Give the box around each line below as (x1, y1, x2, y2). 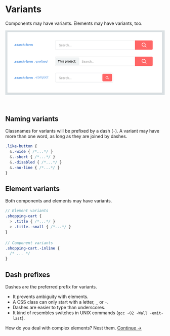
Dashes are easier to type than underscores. (12, 304, 106, 310)
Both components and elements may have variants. (5, 198, 112, 204)
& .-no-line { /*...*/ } (10, 165, 60, 170)
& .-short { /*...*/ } (10, 154, 56, 160)
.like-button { (5, 144, 37, 149)
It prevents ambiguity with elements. (12, 293, 89, 300)
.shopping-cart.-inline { (5, 245, 60, 251)
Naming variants (5, 114, 59, 123)
